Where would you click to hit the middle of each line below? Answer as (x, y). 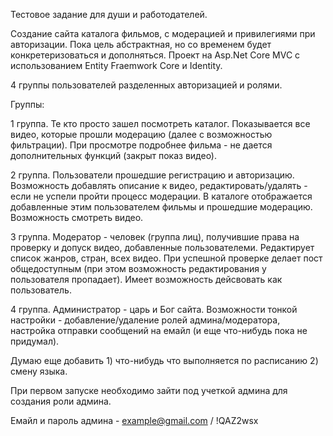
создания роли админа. (61, 401)
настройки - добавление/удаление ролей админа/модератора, (145, 320)
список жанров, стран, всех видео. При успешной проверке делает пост (166, 258)
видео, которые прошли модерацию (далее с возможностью (141, 134)
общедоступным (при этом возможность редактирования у (138, 268)
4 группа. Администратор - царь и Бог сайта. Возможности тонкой (154, 309)
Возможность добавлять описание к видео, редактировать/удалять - (159, 185)
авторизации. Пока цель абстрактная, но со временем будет (141, 44)
